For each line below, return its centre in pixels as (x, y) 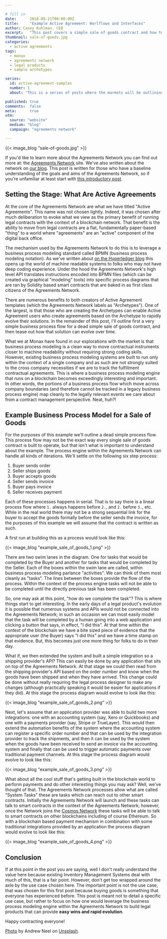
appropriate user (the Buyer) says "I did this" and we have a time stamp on (82, 636)
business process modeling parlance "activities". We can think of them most (83, 573)
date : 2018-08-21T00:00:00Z (40, 19)
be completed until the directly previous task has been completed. (73, 589)
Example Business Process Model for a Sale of (78, 415)
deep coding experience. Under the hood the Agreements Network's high (81, 269)
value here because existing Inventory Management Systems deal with (78, 875)
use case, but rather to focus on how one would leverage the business (77, 901)
